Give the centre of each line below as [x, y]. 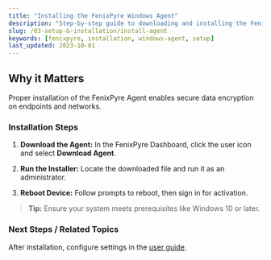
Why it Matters [46, 78]
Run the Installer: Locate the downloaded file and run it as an [122, 169]
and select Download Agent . [68, 153]
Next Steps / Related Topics [64, 229]
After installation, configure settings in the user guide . [98, 247]
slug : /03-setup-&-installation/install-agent [88, 31]
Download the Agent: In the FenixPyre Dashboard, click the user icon [135, 145]
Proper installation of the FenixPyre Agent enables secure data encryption [131, 97]
